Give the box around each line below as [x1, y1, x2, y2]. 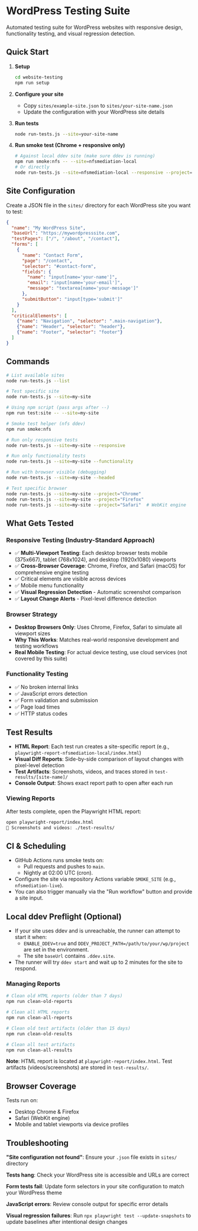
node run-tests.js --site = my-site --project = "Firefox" [6, 496, 144, 502]
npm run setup [14, 80, 50, 86]
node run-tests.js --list [6, 378, 70, 384]
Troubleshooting [6, 1138, 69, 1148]
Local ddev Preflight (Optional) [6, 911, 122, 921]
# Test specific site [6, 388, 60, 394]
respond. [14, 965, 37, 972]
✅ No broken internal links [14, 683, 79, 690]
